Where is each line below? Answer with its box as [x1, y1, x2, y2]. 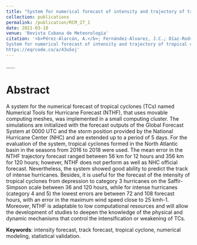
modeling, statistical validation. [6, 232, 81, 239]
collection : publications [6, 14, 69, 20]
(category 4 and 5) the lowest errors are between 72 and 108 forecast [6, 190, 175, 197]
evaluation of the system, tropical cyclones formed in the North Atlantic [6, 140, 178, 147]
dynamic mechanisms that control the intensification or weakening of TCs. [6, 215, 186, 222]
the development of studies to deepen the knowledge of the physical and [6, 209, 183, 216]
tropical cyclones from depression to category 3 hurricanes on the [6, 177, 167, 185]
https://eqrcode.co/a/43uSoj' [6, 47, 80, 53]
